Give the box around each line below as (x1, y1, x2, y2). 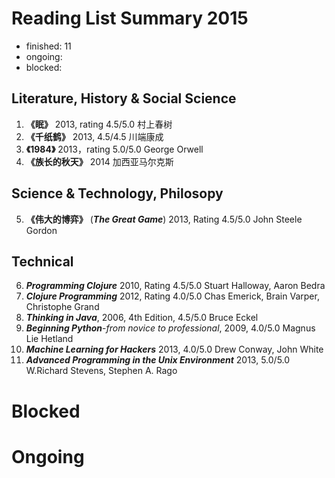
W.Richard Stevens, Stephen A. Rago (25, 365, 178, 377)
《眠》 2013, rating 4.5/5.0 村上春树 (25, 118, 173, 130)
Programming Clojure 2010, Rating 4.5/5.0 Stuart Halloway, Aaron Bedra (25, 280, 326, 292)
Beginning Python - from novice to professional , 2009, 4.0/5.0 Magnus (25, 322, 316, 334)
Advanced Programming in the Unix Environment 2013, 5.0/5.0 (25, 354, 291, 366)
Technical (11, 253, 74, 270)
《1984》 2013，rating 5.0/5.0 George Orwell (25, 143, 204, 155)
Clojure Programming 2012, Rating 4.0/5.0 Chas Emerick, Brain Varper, (25, 290, 320, 302)
